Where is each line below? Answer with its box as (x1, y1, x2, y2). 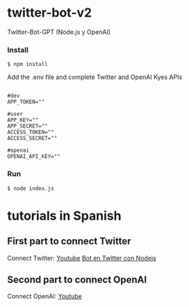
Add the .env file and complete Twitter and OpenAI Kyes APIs (7, 73, 183, 81)
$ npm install (7, 61, 49, 68)
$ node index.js (7, 185, 54, 192)
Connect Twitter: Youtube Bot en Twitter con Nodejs (7, 254, 156, 262)
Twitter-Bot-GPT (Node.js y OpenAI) (7, 28, 111, 36)
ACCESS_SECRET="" (7, 135, 58, 142)
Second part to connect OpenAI (7, 274, 147, 286)
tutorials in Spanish (7, 208, 122, 223)
